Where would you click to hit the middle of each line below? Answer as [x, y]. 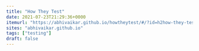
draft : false [22, 39]
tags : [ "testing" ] [29, 33]
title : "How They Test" [36, 11]
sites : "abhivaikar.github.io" [45, 28]
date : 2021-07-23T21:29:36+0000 [46, 17]
